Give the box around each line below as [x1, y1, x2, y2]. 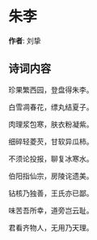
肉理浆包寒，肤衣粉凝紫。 [8, 119, 94, 129]
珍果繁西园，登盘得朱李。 [8, 84, 94, 94]
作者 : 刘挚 [8, 36, 41, 45]
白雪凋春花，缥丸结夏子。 [8, 102, 94, 112]
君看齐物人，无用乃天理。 [8, 222, 94, 232]
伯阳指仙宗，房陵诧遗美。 [8, 171, 94, 181]
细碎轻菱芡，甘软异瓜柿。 [8, 136, 94, 146]
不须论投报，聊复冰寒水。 [8, 153, 94, 163]
